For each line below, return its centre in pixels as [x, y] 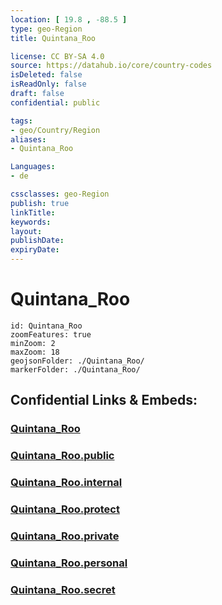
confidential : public [55, 102]
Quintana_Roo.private [65, 536]
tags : [21, 121]
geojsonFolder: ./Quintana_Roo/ [77, 361]
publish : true [40, 203]
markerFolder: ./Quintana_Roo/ [75, 369]
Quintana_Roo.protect [65, 509]
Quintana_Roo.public [62, 456]
